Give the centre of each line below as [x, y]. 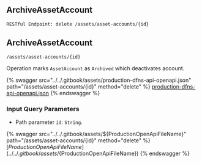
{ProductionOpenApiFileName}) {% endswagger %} [125, 153]
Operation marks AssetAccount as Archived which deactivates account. [95, 68]
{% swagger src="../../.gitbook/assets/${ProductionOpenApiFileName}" [96, 134]
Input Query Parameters [43, 109]
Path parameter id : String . [49, 122]
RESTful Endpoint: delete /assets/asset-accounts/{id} [78, 24]
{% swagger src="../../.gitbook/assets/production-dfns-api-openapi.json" [99, 80]
